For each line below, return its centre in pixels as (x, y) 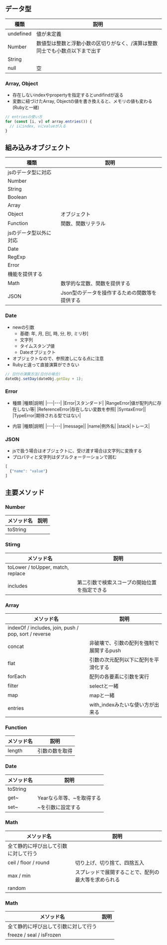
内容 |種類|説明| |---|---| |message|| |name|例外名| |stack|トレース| (81, 426)
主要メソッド (25, 493)
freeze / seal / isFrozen (34, 935)
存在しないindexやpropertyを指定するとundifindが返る (68, 95)
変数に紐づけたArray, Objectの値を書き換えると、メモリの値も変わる (82, 101)
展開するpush (105, 650)
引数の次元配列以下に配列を (122, 660)
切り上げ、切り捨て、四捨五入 (110, 863)
